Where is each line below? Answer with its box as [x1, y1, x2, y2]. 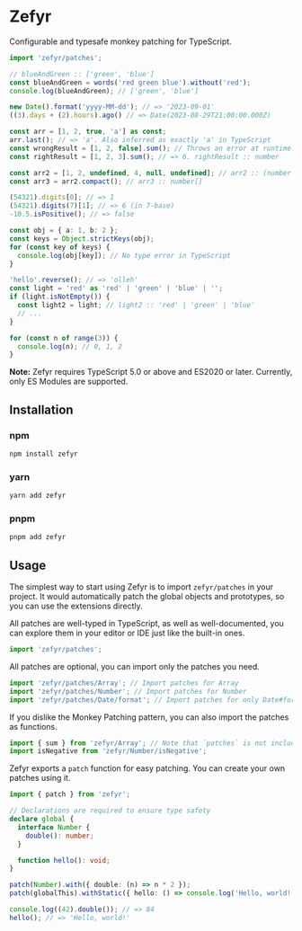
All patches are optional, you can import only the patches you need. [9, 661, 261, 671]
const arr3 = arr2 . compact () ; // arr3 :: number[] [9, 177, 203, 186]
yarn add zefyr [9, 492, 67, 501]
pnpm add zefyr [9, 533, 67, 542]
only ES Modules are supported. [9, 376, 129, 387]
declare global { [9, 815, 75, 824]
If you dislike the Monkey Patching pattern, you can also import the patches [9, 712, 289, 723]
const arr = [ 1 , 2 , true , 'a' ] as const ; [9, 128, 167, 137]
